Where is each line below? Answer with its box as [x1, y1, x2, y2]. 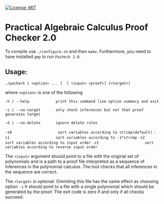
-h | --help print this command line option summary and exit [5, 99, 160, 104]
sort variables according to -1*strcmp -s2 [55, 135, 145, 140]
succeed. [5, 194, 24, 200]
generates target [5, 112, 41, 117]
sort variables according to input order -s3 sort [5, 140, 154, 145]
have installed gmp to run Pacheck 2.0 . [5, 53, 81, 59]
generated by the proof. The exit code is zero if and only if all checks [5, 189, 144, 195]
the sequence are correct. [5, 169, 58, 175]
